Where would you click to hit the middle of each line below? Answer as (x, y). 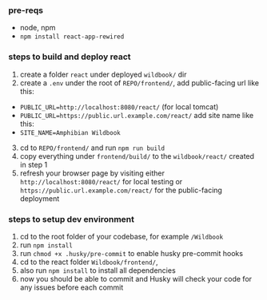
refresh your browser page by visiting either (92, 173)
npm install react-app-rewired (72, 37)
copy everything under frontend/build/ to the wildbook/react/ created (137, 156)
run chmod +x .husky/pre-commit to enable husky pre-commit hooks (132, 253)
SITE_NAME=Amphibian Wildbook (70, 132)
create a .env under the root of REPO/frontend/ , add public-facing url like (139, 83)
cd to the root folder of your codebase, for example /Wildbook (122, 236)
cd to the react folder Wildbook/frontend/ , (89, 262)
